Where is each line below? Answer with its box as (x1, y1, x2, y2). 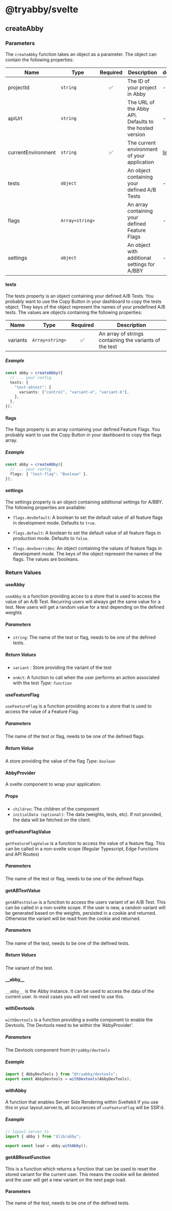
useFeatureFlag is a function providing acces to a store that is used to (5, 703, 152, 709)
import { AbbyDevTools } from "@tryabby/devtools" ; (5, 1071, 118, 1077)
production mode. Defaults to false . (12, 535, 89, 541)
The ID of (127, 77, 150, 84)
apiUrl (8, 115, 23, 122)
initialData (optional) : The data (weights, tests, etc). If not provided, (12, 811, 162, 818)
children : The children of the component (12, 806, 99, 812)
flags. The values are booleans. (12, 556, 79, 562)
